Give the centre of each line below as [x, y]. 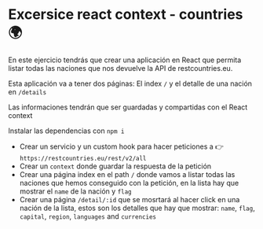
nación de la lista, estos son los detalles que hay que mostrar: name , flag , [137, 208]
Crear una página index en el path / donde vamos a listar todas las [127, 174]
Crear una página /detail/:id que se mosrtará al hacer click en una [130, 199]
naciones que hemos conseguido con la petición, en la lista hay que [129, 183]
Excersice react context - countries [126, 15]
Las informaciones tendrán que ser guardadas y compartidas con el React [128, 107]
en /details [27, 91]
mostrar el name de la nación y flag [75, 191]
